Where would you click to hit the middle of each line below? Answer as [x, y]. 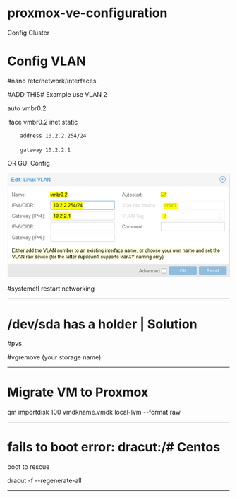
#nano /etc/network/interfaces [52, 81]
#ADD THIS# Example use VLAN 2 [57, 94]
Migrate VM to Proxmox [78, 392]
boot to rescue [29, 467]
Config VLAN [47, 61]
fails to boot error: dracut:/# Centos [114, 447]
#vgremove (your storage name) [54, 357]
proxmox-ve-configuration [87, 13]
